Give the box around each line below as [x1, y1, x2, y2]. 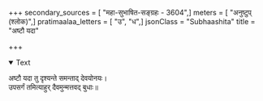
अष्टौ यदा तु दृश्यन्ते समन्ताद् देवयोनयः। [8, 74, 108, 82]
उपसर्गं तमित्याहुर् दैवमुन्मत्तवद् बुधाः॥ [8, 82, 99, 92]
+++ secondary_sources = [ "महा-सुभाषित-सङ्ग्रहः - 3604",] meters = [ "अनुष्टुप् [8, 8, 252, 17]
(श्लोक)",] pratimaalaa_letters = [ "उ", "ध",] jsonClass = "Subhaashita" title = [8, 17, 256, 26]
